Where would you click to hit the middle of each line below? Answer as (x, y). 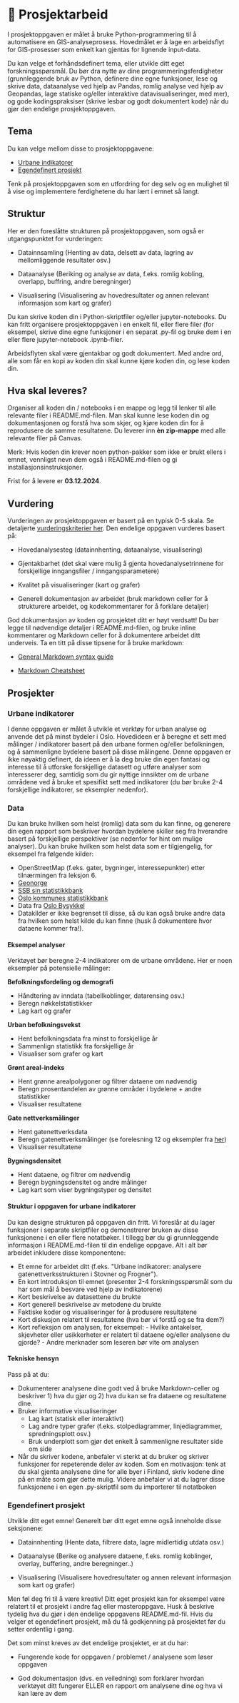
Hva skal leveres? (47, 391)
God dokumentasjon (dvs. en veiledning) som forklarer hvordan (111, 1678)
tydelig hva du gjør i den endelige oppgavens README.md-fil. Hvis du (110, 1614)
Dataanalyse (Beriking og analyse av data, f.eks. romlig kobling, (111, 273)
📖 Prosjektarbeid (58, 15)
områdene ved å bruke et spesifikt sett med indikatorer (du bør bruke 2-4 (115, 782)
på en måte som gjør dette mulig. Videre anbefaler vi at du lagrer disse (121, 1479)
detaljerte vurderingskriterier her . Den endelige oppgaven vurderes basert (116, 528)
